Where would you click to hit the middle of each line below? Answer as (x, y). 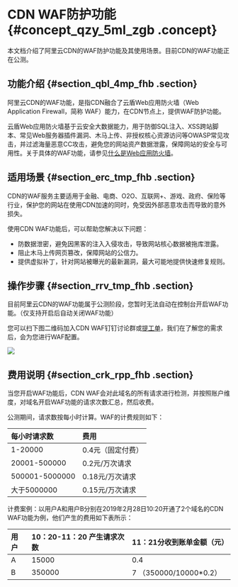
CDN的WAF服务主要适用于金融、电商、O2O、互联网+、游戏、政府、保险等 (117, 196)
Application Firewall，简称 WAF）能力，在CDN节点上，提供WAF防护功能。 (116, 111)
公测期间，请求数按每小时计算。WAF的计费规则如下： (86, 417)
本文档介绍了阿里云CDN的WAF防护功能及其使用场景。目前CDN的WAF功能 (115, 50)
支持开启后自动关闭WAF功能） (73, 313)
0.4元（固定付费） (113, 450)
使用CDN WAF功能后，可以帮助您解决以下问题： (78, 228)
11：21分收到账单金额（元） (180, 542)
